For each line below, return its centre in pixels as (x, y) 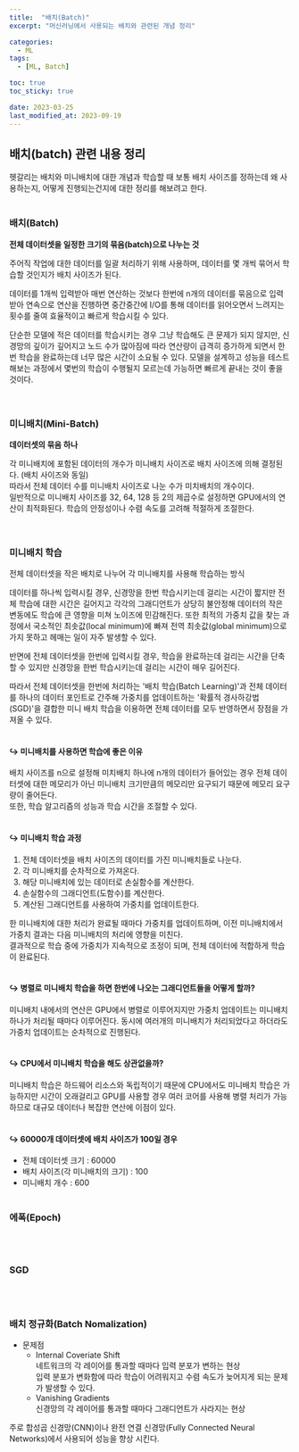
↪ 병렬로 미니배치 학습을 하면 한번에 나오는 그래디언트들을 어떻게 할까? (133, 988)
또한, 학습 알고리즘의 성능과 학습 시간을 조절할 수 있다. (103, 806)
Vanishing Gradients (72, 1398)
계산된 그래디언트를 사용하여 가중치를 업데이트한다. (110, 904)
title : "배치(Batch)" (50, 17)
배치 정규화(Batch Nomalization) (78, 1323)
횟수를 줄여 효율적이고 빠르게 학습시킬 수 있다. (89, 315)
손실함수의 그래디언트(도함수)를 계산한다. (93, 892)
